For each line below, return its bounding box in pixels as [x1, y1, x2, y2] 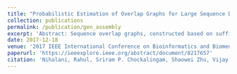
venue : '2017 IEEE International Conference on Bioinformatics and [7, 43, 210, 50]
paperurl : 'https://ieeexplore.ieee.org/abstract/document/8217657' [7, 50, 213, 57]
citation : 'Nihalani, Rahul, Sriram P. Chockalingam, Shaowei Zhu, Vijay [7, 56, 229, 63]
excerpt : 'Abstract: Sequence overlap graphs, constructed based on [7, 30, 213, 37]
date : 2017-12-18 [7, 37, 59, 44]
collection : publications [7, 17, 83, 24]
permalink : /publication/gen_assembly [7, 23, 121, 30]
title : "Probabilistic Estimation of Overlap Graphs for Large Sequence [7, 10, 226, 18]
